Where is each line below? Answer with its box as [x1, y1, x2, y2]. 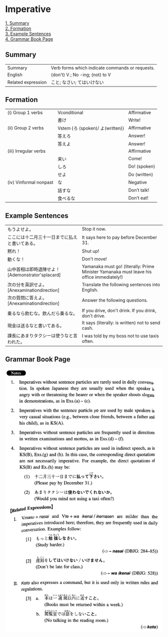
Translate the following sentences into [81, 281, 160, 287]
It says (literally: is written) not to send [81, 319, 160, 326]
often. [81, 338, 94, 344]
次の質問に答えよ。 [7, 295, 47, 301]
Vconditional [57, 110, 83, 116]
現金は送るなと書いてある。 [7, 322, 64, 328]
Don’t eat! [128, 195, 148, 201]
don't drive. [81, 313, 106, 319]
